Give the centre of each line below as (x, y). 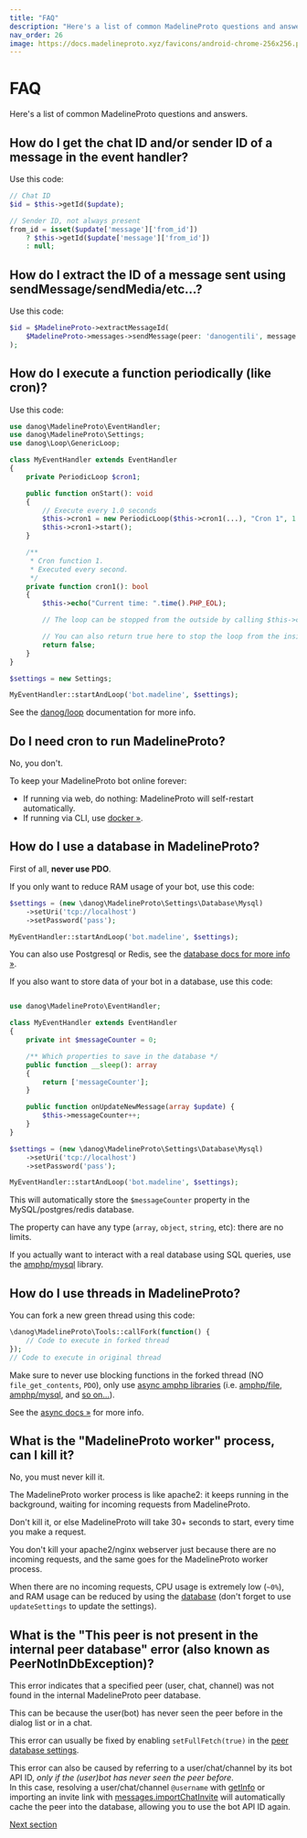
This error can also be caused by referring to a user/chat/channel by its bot (151, 1768)
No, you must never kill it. (57, 1477)
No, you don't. (37, 764)
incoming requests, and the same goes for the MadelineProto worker (139, 1559)
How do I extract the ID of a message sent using (148, 275)
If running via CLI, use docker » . (83, 818)
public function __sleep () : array (91, 1065)
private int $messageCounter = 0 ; (91, 1040)
